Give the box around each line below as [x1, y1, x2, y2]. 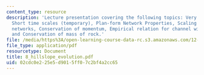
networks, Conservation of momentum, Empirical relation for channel [12, 25, 191, 32]
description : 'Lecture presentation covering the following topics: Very [6, 15, 197, 21]
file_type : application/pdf [6, 43, 78, 49]
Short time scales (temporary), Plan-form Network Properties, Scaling [12, 20, 197, 26]
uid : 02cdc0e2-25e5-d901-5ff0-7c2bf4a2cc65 [6, 59, 118, 65]
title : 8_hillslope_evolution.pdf [6, 54, 94, 60]
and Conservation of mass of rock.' [12, 31, 104, 37]
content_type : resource [6, 8, 67, 15]
